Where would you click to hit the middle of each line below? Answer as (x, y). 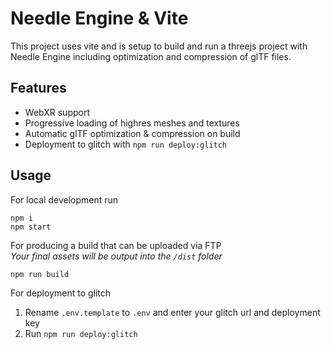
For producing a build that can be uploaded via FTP (116, 245)
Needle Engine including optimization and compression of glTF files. (151, 56)
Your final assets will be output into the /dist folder (116, 256)
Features (38, 88)
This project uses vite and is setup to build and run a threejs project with (159, 46)
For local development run (64, 199)
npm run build (40, 274)
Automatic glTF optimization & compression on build (132, 133)
